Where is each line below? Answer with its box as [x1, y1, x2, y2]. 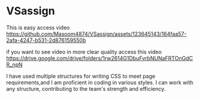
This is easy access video [6, 24, 70, 31]
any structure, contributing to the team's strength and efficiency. [6, 85, 166, 92]
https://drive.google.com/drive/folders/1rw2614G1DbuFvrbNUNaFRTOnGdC [6, 54, 193, 62]
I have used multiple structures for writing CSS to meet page [6, 72, 156, 79]
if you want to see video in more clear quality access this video [6, 48, 162, 55]
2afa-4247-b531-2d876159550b [6, 36, 86, 44]
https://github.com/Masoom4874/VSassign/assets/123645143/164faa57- [6, 30, 187, 37]
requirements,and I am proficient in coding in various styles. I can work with [6, 79, 194, 86]
